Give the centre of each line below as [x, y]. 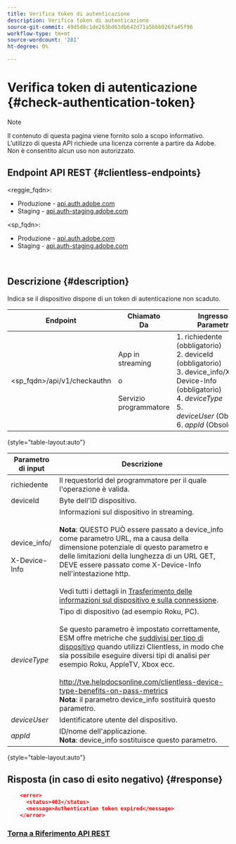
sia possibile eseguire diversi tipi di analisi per [135, 655]
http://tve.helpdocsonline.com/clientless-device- [141, 682]
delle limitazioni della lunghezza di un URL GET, [137, 556]
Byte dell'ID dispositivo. [98, 500]
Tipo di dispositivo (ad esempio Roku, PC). [129, 612]
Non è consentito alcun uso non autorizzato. [71, 150]
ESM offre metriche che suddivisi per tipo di [131, 638]
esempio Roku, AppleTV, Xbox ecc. [117, 664]
